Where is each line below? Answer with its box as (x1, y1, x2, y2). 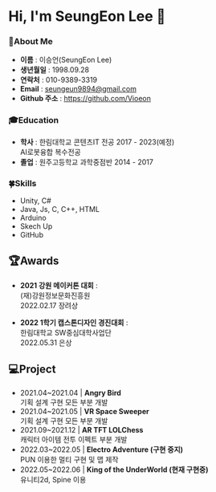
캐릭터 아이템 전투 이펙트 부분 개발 (19, 434, 128, 444)
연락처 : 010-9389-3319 (19, 75, 98, 85)
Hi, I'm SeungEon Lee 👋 (8, 7, 166, 26)
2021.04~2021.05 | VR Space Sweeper (19, 406, 150, 416)
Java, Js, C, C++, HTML (19, 205, 100, 214)
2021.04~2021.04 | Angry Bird (19, 388, 122, 397)
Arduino (19, 213, 47, 223)
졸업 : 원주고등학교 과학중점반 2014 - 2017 (19, 157, 154, 167)
